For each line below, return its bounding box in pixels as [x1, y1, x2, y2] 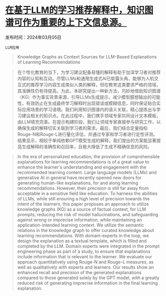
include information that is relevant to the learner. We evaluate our [17, 253, 153, 259]
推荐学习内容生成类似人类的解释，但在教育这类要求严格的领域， [30, 81, 161, 87]
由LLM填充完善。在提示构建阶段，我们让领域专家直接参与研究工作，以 [17, 118, 161, 124]
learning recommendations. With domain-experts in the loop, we [17, 233, 149, 238]
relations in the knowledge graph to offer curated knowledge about [17, 227, 155, 233]
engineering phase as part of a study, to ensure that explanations [17, 248, 151, 254]
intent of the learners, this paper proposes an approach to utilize [17, 201, 149, 207]
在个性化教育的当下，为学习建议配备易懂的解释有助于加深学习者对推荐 [17, 69, 161, 75]
